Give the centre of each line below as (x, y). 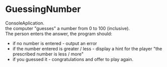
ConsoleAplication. (25, 23)
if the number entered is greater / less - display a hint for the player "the (87, 48)
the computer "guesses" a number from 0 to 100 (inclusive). (68, 28)
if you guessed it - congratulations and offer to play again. (73, 59)
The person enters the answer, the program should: (59, 33)
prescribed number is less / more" (48, 54)
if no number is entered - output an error (55, 43)
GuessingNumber (43, 9)
